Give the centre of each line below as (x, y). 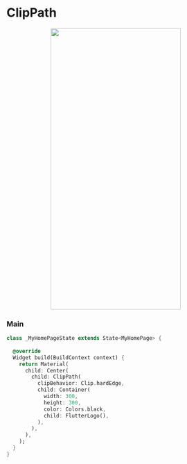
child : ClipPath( (56, 377)
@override (27, 351)
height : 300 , (62, 403)
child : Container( (64, 390)
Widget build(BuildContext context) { (69, 358)
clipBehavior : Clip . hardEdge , (81, 384)
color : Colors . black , (75, 409)
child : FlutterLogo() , (76, 415)
